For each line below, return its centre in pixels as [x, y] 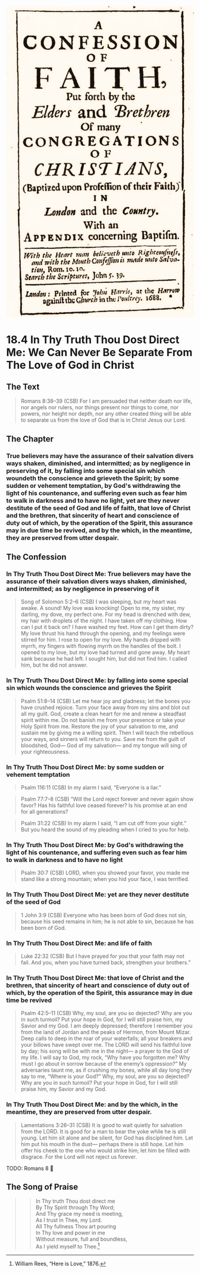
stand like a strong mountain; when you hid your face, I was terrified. [105, 879]
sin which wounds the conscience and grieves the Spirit [89, 688]
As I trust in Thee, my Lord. [69, 1220]
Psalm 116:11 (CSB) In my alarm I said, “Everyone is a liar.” [91, 788]
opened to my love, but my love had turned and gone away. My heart [105, 652]
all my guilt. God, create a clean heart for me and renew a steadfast [103, 714]
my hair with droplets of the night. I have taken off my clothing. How [104, 621]
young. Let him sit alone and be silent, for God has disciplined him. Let [107, 1138]
